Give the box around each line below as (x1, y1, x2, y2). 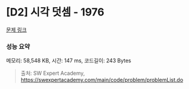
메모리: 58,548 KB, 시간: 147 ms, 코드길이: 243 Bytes (6, 57, 132, 64)
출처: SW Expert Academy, (20, 69, 85, 77)
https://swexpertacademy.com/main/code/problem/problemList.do (20, 77, 184, 84)
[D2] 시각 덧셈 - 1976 (6, 5, 105, 19)
